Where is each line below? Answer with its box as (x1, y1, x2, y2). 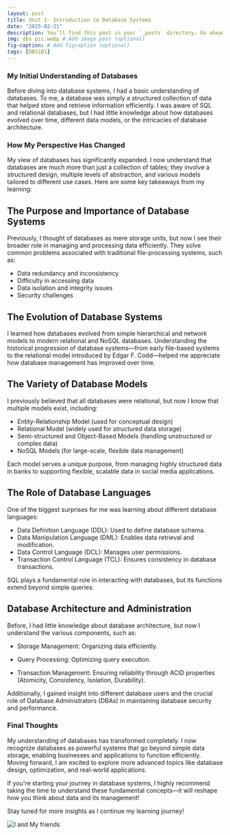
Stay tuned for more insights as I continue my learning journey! (7, 807, 185, 815)
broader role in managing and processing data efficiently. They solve (7, 241, 201, 249)
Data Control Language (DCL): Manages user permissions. (16, 548, 183, 556)
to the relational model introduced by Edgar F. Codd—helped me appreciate (7, 351, 220, 359)
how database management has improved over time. (7, 359, 155, 367)
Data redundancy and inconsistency (16, 269, 119, 278)
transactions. (16, 562, 55, 570)
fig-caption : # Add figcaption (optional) (7, 42, 130, 49)
